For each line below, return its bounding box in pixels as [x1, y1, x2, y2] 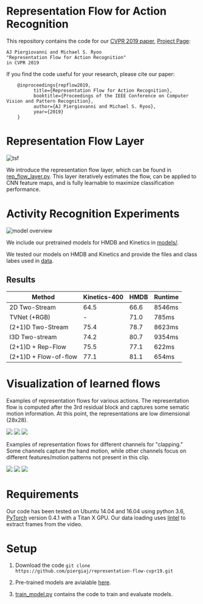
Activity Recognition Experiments [6, 207, 180, 221]
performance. [6, 186, 41, 193]
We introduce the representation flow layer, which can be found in [6, 166, 172, 173]
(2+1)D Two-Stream [9, 322, 69, 331]
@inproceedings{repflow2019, [17, 82, 91, 88]
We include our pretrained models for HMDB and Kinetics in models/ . [6, 238, 179, 246]
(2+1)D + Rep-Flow [9, 342, 67, 351]
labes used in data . [6, 257, 54, 264]
